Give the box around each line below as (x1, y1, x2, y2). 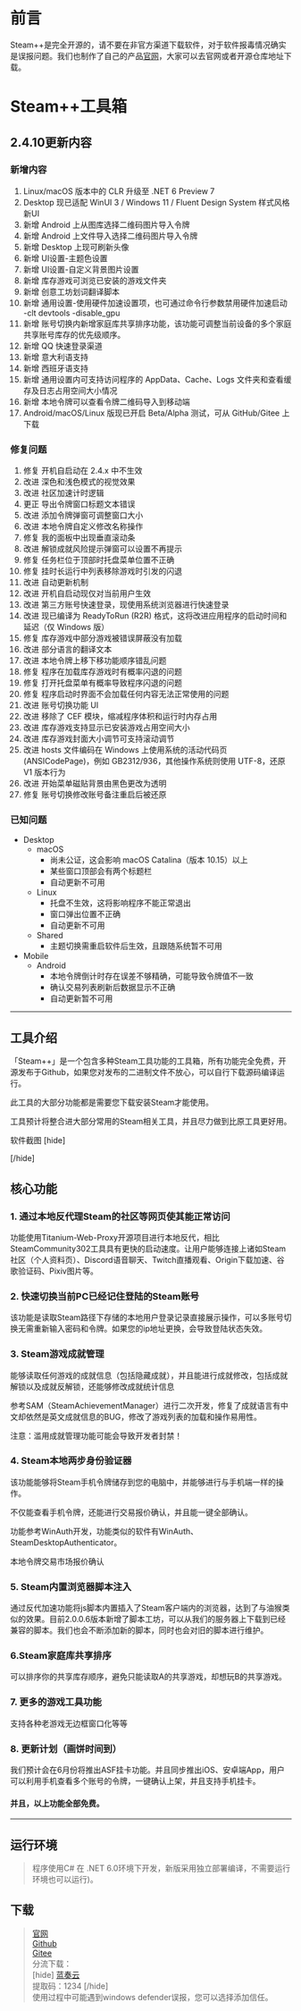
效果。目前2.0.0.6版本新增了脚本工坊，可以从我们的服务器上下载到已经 (25, 1614, 287, 1625)
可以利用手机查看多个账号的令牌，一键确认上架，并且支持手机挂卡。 (10, 1775, 261, 1786)
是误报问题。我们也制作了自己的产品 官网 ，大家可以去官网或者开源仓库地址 (10, 50, 284, 61)
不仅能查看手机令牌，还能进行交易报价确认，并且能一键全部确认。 (10, 1507, 253, 1518)
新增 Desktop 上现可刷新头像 (22, 241, 130, 252)
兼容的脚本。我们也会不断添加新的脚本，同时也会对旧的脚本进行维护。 (10, 1625, 269, 1636)
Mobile (22, 951, 49, 962)
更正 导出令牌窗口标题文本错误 (22, 499, 136, 509)
